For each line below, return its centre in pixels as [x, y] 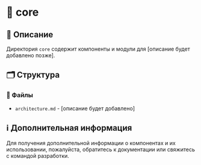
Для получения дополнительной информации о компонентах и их [91, 143]
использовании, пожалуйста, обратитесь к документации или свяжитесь [101, 149]
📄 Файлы [20, 95]
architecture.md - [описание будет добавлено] [75, 108]
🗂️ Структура [33, 75]
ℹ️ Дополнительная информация [69, 128]
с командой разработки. [38, 155]
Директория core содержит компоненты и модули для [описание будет [98, 49]
